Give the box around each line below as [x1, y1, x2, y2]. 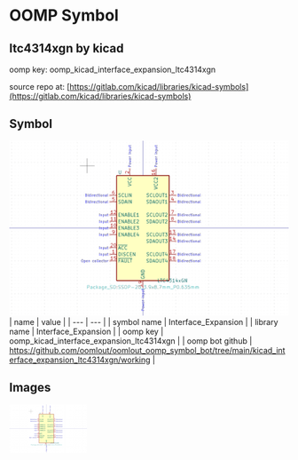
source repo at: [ [9, 82, 70, 91]
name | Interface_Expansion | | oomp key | [9, 326, 164, 337]
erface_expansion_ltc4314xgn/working [9, 354, 151, 365]
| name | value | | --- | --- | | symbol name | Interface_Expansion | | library [9, 316, 278, 327]
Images [9, 380, 51, 395]
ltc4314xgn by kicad [9, 41, 124, 56]
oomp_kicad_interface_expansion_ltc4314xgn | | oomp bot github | [9, 335, 253, 346]
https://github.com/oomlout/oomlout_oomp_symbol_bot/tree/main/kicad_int [9, 345, 286, 355]
